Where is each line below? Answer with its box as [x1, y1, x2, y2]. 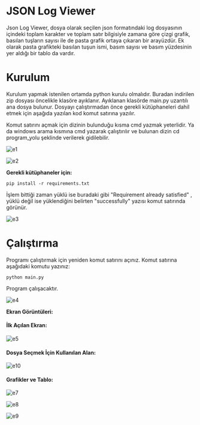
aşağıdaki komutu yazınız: [6, 262, 70, 270]
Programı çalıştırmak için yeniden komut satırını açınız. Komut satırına [6, 256, 177, 264]
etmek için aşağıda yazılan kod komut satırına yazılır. [6, 109, 136, 116]
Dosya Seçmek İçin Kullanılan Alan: [6, 349, 96, 356]
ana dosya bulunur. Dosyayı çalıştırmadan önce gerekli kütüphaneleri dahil [6, 103, 190, 110]
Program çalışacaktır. [6, 285, 59, 292]
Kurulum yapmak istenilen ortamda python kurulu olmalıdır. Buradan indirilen [6, 90, 195, 97]
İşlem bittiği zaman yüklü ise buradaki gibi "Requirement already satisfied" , [6, 191, 193, 198]
